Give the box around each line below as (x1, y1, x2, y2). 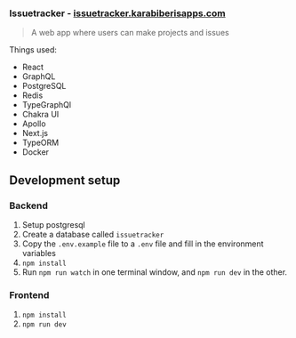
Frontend (9, 288, 50, 301)
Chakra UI (21, 109, 60, 120)
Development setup (9, 173, 121, 188)
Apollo (21, 118, 46, 129)
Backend (9, 199, 49, 212)
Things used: (9, 44, 58, 55)
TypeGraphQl (21, 100, 72, 110)
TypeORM (21, 137, 60, 149)
